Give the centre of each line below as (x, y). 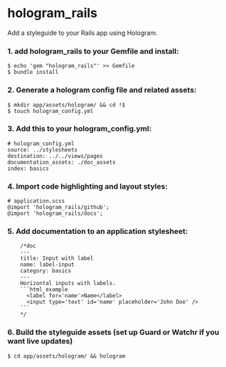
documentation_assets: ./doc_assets (61, 162)
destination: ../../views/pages (55, 156)
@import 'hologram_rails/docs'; (55, 214)
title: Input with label (57, 259)
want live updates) (40, 341)
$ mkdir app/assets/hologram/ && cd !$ (66, 105)
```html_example (44, 289)
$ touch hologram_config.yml (50, 111)
